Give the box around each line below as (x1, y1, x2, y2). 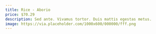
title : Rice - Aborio (5, 7, 51, 12)
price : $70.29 (5, 12, 35, 17)
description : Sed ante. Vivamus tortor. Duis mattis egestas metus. (5, 16, 152, 21)
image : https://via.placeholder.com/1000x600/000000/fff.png (5, 21, 136, 26)
